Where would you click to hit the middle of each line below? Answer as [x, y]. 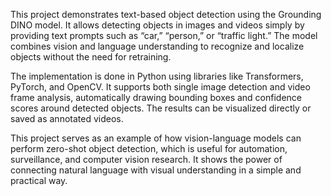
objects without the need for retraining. [91, 57]
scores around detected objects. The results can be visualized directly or [161, 108]
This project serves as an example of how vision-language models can [156, 138]
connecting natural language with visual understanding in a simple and [156, 170]
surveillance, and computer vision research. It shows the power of [146, 159]
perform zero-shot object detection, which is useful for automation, [149, 148]
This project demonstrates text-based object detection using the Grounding [166, 14]
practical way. [39, 180]
